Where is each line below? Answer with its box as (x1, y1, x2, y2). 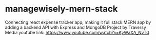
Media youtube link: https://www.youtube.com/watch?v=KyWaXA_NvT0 (5, 29, 150, 35)
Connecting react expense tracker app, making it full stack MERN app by (5, 19, 151, 25)
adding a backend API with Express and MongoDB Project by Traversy (5, 24, 146, 30)
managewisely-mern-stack (5, 3, 118, 14)
